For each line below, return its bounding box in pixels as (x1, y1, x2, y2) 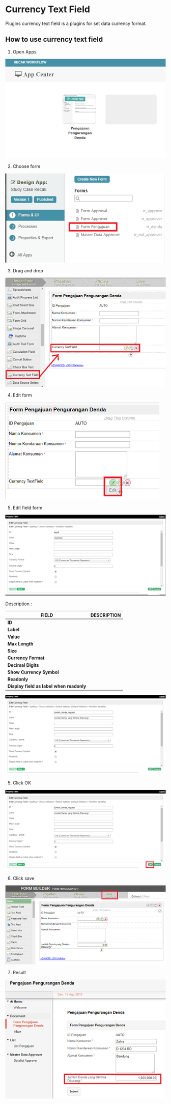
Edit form (12, 392, 32, 398)
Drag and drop (12, 267, 43, 273)
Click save (12, 875, 35, 881)
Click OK (12, 780, 32, 786)
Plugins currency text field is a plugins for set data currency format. (5, 20, 147, 26)
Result (12, 970, 26, 976)
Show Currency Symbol (7, 669, 59, 675)
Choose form (12, 163, 41, 169)
